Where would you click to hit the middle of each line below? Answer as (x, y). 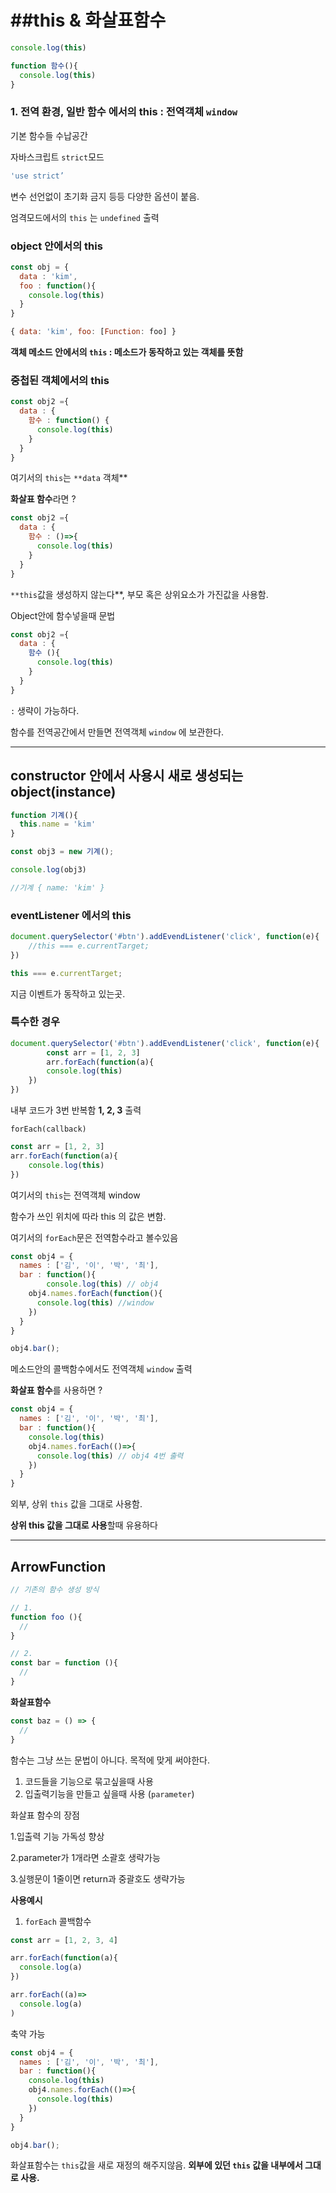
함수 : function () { (69, 421)
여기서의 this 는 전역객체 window (75, 1195)
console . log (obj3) (48, 870)
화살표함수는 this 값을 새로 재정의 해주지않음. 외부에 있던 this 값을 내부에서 (156, 2165)
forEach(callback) (48, 1129)
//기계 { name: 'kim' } (57, 887)
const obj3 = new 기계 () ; (62, 852)
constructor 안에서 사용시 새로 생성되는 (127, 776)
